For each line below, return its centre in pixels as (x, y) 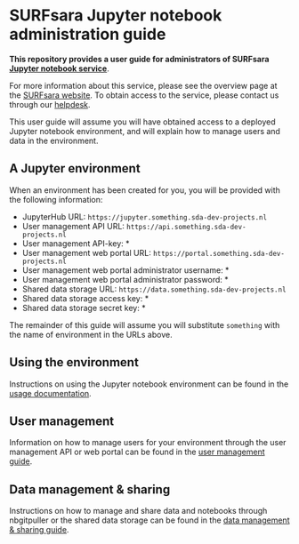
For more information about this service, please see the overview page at (143, 85)
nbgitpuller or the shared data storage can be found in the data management (149, 520)
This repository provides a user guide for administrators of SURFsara (139, 59)
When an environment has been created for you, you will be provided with (145, 190)
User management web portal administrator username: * (125, 270)
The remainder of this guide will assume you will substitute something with (145, 324)
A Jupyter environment (75, 168)
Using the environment (74, 362)
